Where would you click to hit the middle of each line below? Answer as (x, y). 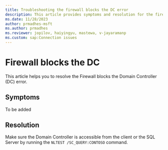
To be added (18, 109)
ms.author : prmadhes (27, 28)
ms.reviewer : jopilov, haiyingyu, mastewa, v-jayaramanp (66, 33)
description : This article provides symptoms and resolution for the (79, 14)
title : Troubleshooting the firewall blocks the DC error (67, 10)
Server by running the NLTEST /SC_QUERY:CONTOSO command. (67, 142)
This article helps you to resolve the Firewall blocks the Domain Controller (81, 76)
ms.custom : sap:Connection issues (41, 38)
